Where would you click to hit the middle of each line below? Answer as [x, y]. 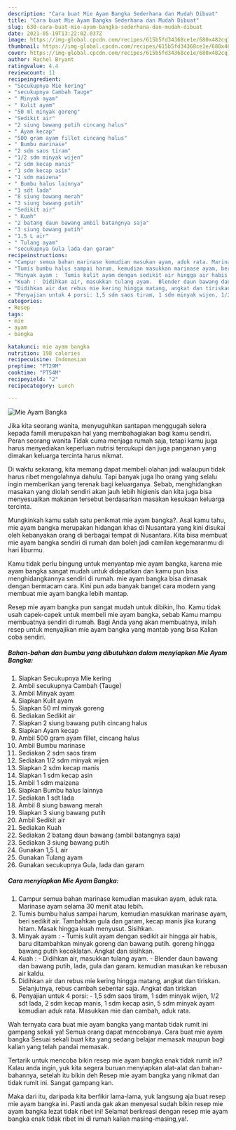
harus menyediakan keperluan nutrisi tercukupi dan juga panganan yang [112, 448]
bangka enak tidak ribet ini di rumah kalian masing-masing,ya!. [98, 1119]
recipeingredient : [35, 79]
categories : [25, 301]
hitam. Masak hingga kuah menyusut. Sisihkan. [86, 928]
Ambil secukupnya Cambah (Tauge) [70, 685]
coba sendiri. [27, 637]
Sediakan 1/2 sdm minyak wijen [63, 760]
